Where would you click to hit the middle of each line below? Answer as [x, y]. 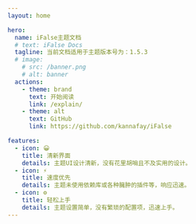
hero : [16, 30]
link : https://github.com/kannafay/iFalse [100, 127]
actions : [29, 82]
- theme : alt [43, 112]
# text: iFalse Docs [49, 45]
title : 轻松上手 [46, 200]
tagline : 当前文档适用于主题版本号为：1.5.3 [81, 53]
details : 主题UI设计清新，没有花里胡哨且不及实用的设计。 [107, 163]
